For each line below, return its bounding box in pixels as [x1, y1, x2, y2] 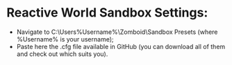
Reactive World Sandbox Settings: [6, 5, 208, 21]
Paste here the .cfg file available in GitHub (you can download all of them [16, 42, 226, 50]
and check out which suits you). [16, 50, 108, 58]
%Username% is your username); [16, 35, 114, 43]
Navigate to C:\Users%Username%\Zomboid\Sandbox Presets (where [16, 28, 218, 36]
